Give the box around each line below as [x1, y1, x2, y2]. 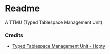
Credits [5, 32, 23, 39]
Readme [5, 3, 40, 14]
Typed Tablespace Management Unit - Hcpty [12, 43, 106, 49]
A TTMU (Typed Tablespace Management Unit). [5, 19, 104, 25]
